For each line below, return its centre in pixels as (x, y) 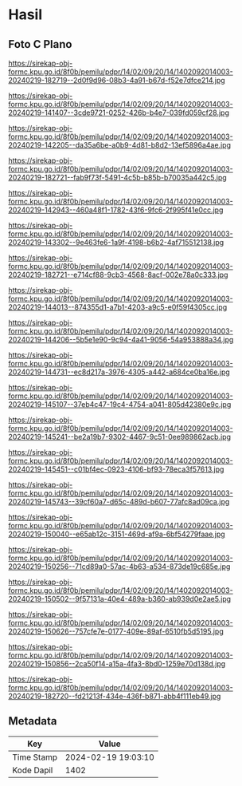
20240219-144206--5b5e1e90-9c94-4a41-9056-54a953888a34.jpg (121, 340)
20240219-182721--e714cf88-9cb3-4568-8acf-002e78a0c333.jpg (118, 275)
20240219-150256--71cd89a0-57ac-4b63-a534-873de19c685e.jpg (119, 567)
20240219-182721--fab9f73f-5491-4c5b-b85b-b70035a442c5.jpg (117, 178)
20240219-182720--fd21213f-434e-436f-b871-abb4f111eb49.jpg (115, 696)
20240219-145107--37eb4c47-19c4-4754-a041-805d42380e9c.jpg (120, 404)
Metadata (33, 721)
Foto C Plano (40, 44)
